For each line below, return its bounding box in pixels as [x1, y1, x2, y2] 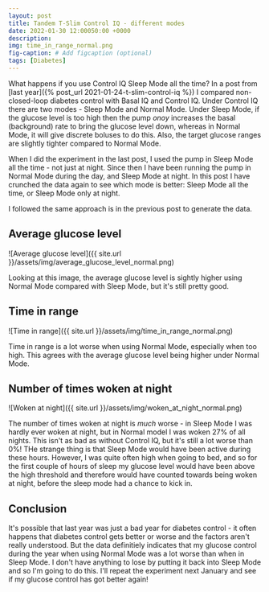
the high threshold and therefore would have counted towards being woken [8, 470, 258, 479]
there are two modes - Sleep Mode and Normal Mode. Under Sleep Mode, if [8, 104, 259, 113]
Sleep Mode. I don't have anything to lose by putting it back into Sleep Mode [8, 557, 262, 567]
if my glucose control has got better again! [8, 574, 149, 584]
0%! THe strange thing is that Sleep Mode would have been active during [8, 444, 251, 454]
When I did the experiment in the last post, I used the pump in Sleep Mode [8, 154, 254, 163]
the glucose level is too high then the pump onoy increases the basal [8, 113, 236, 122]
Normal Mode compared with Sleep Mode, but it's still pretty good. [8, 281, 230, 290]
